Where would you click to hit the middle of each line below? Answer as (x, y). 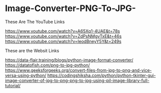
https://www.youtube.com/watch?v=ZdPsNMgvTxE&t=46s (63, 36)
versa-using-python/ (26, 75)
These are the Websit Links (32, 51)
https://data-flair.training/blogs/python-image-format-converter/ (69, 60)
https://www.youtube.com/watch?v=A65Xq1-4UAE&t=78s (62, 31)
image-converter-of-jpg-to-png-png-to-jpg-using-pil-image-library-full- (77, 80)
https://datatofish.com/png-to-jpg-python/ (48, 65)
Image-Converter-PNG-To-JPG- (71, 8)
